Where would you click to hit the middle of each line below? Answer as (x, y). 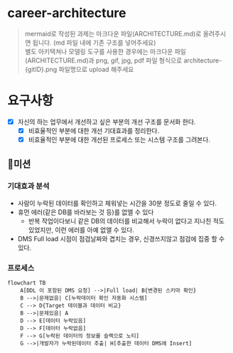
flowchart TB (27, 283)
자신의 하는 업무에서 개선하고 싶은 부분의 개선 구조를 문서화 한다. (107, 122)
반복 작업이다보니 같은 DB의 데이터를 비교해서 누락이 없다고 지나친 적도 (126, 221)
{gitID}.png (41, 69)
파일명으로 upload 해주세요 (96, 69)
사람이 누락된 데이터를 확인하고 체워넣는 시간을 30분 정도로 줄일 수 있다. (117, 203)
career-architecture (67, 13)
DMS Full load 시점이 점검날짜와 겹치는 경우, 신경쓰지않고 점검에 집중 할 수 (121, 238)
